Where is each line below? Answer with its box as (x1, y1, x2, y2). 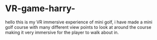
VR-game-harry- (5, 3, 75, 14)
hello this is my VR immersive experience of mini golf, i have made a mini (5, 19, 153, 25)
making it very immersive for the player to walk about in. (5, 29, 119, 35)
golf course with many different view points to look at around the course (5, 24, 152, 30)
